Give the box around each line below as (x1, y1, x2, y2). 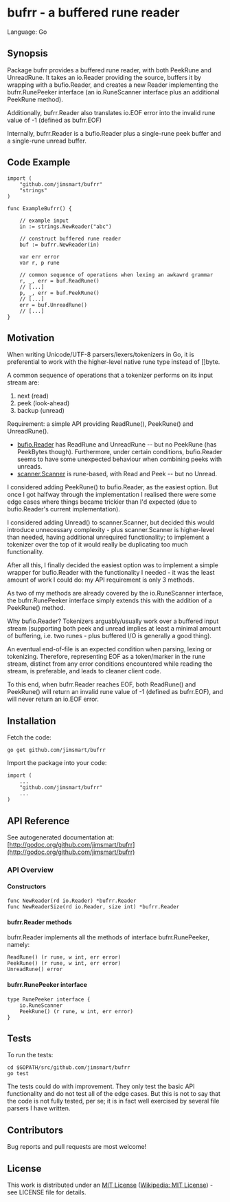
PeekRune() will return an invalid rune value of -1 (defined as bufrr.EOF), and (7, 688, 223, 696)
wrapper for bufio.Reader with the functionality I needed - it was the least (7, 569, 215, 577)
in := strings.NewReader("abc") (19, 223, 112, 230)
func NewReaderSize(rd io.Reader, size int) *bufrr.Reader (7, 904, 180, 910)
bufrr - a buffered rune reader (7, 5, 180, 21)
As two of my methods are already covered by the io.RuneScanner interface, (7, 589, 225, 598)
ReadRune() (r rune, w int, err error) (7, 954, 122, 961)
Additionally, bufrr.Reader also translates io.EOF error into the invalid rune (7, 108, 216, 116)
